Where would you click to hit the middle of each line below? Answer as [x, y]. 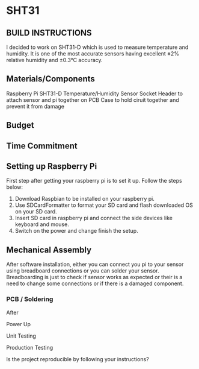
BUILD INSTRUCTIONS [49, 33]
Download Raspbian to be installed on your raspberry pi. [85, 199]
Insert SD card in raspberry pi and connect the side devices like [94, 218]
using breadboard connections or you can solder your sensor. [83, 271]
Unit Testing [21, 336]
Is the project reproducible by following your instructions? [78, 359]
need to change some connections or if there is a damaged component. [95, 283]
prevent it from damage [35, 106]
